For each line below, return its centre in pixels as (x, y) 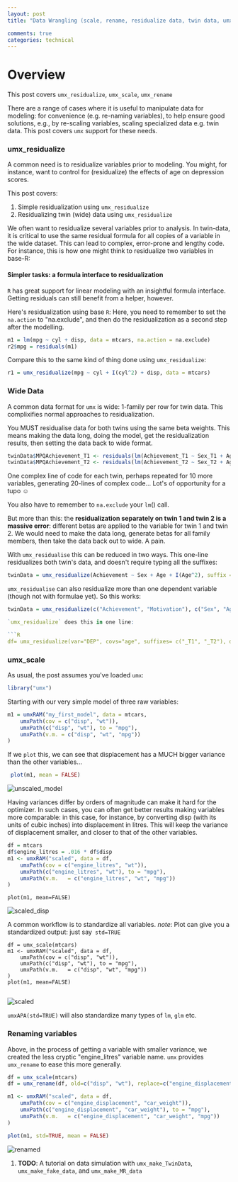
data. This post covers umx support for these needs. (83, 131)
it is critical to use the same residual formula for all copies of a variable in (114, 236)
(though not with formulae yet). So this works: (74, 597)
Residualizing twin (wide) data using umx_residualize (95, 215)
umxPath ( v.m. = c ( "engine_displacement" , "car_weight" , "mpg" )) (120, 1116)
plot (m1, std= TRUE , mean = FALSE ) (58, 1136)
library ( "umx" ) (30, 688)
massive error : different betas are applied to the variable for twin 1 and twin (118, 526)
